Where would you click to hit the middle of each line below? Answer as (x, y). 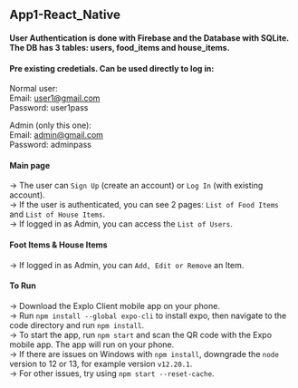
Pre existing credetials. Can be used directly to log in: (112, 68)
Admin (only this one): (51, 125)
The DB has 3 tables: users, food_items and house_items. (120, 47)
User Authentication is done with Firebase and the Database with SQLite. (149, 38)
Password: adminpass (51, 145)
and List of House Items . (58, 214)
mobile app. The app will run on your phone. (92, 344)
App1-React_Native (65, 15)
